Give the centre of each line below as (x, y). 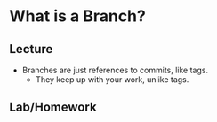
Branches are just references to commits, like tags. (115, 70)
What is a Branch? (78, 16)
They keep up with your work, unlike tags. (112, 80)
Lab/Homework (53, 107)
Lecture (31, 49)
